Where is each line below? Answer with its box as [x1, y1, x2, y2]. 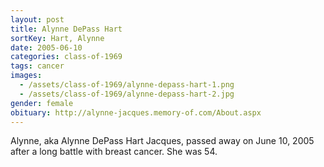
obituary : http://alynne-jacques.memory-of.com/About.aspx [10, 107, 262, 118]
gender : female [10, 98, 74, 108]
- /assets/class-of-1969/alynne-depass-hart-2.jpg [19, 89, 235, 99]
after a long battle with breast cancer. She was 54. [10, 146, 218, 158]
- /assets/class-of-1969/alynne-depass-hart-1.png [19, 80, 235, 90]
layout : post [10, 14, 65, 25]
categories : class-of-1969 [10, 52, 123, 62]
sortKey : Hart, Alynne [10, 33, 105, 43]
